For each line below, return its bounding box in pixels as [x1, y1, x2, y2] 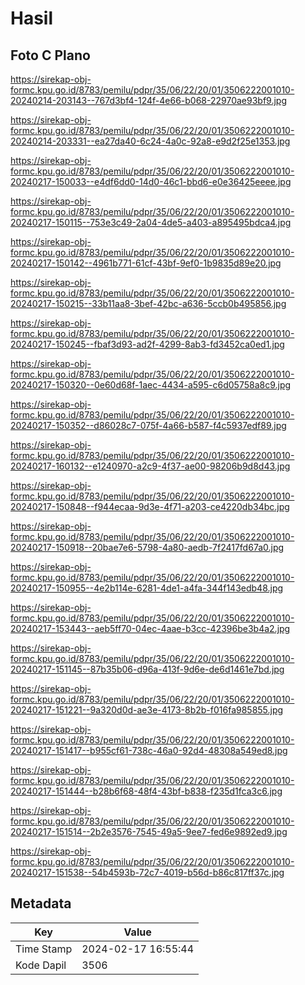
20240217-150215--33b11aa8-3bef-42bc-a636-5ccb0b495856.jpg [10, 298, 287, 309]
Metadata [10, 895, 72, 912]
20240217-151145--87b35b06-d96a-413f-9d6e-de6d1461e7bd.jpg [10, 663, 285, 675]
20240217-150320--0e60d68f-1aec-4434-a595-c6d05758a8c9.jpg [10, 379, 292, 391]
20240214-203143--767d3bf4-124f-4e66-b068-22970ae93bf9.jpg [10, 95, 287, 106]
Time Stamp [15, 942, 73, 956]
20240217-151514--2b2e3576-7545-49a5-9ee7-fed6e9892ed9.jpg [10, 826, 288, 837]
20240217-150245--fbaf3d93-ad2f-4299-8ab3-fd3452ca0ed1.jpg [10, 338, 285, 350]
